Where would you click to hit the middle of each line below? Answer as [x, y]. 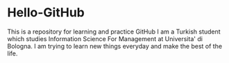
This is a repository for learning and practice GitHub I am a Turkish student [114, 32]
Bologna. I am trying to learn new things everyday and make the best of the [115, 46]
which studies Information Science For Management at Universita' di [105, 38]
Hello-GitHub [46, 13]
